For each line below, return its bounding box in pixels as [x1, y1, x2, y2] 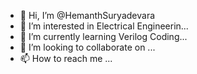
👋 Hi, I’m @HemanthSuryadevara [19, 10, 156, 21]
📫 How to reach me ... [19, 53, 113, 64]
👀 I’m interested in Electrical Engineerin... [19, 20, 189, 32]
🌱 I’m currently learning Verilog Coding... [19, 31, 188, 42]
